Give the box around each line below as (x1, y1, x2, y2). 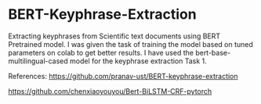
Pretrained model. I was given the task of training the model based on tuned (8, 39, 253, 48)
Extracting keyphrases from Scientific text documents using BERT (8, 31, 221, 41)
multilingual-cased (8, 56, 68, 66)
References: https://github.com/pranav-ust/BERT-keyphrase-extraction (8, 71, 238, 81)
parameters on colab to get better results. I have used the (8, 48, 194, 57)
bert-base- (195, 48, 231, 57)
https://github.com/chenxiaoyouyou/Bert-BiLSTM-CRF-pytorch (8, 86, 212, 95)
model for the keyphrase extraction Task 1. (69, 56, 208, 66)
